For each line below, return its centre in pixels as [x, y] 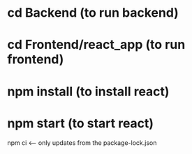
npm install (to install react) [88, 91]
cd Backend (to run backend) [93, 13]
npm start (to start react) [81, 123]
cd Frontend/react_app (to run [96, 45]
